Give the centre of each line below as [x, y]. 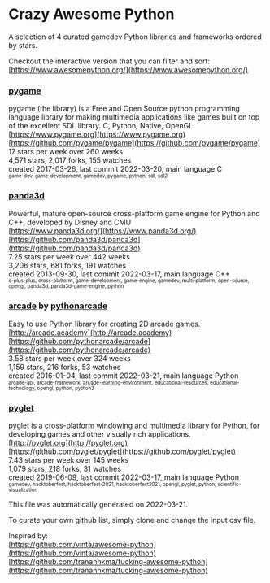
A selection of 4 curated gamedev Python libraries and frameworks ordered [135, 37]
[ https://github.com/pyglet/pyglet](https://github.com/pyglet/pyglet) [122, 451]
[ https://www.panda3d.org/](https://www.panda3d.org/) [102, 231]
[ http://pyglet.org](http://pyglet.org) [68, 443]
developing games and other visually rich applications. [100, 434]
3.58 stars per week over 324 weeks [70, 358]
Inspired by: [28, 536]
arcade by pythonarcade [58, 306]
